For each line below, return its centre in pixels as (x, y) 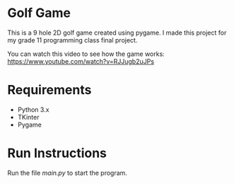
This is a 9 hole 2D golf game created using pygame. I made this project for (117, 33)
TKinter (28, 117)
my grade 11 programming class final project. (72, 40)
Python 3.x (33, 109)
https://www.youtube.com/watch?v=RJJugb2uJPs (81, 61)
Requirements (49, 90)
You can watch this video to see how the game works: (86, 54)
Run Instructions (57, 153)
